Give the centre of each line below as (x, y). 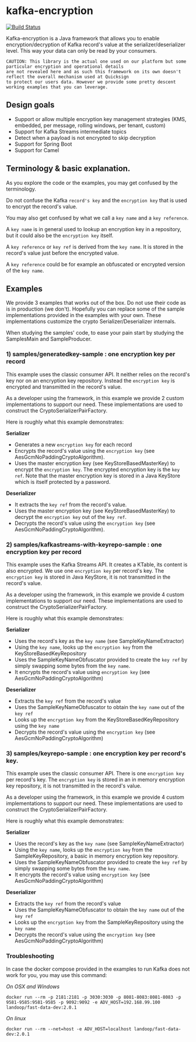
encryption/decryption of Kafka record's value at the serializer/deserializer (96, 44)
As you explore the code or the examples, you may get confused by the (92, 183)
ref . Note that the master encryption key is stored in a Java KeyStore (97, 476)
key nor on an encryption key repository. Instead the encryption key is (90, 380)
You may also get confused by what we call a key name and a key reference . (97, 218)
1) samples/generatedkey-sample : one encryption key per (91, 354)
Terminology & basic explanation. (68, 169)
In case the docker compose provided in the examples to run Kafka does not (98, 969)
